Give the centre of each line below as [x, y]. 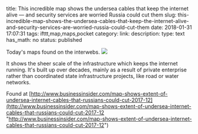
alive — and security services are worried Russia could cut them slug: [91, 15]
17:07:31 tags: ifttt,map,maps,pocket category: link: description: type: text [95, 34]
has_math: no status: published [44, 40]
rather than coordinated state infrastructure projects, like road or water [92, 76]
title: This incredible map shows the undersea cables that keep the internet [97, 9]
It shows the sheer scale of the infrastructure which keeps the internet [92, 63]
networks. [18, 82]
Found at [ [19, 94]
